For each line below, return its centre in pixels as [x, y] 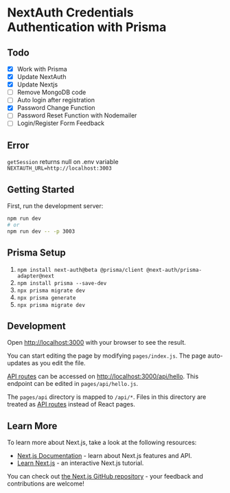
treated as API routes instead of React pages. [71, 404]
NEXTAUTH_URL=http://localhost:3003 [59, 169]
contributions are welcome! [46, 484]
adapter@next [36, 276]
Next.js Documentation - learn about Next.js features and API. [104, 456]
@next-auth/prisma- [174, 270]
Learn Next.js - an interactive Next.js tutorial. [80, 463]
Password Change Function [56, 108]
